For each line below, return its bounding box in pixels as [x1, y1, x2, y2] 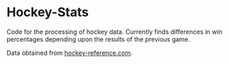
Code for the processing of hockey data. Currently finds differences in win [6, 27, 223, 36]
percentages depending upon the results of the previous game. [6, 34, 191, 43]
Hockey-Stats [6, 4, 89, 20]
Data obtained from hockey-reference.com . [6, 49, 133, 57]
